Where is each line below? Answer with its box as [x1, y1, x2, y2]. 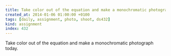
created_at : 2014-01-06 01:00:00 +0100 [5, 12, 90, 17]
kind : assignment [5, 21, 42, 27]
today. [5, 45, 19, 51]
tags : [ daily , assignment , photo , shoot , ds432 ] [5, 17, 110, 22]
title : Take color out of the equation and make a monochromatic [5, 7, 147, 13]
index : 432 [5, 26, 28, 31]
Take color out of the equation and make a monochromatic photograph [5, 40, 154, 46]
